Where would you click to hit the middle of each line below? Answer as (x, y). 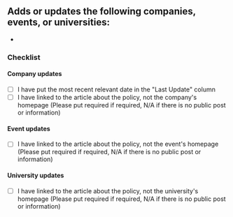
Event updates (29, 128)
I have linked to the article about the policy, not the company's (107, 97)
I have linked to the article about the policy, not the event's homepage (118, 144)
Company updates (35, 74)
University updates (36, 175)
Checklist (24, 57)
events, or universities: (59, 23)
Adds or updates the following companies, (101, 12)
